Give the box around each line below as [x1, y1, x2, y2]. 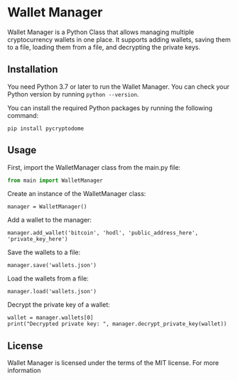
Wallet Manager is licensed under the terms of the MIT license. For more [7, 359, 219, 367]
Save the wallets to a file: [7, 248, 81, 256]
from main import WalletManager [7, 177, 103, 184]
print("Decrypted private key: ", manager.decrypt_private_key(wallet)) [7, 320, 227, 327]
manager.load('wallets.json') [7, 288, 97, 295]
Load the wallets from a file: [7, 274, 89, 283]
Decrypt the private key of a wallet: [7, 300, 110, 309]
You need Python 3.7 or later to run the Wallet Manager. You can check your [7, 82, 229, 91]
